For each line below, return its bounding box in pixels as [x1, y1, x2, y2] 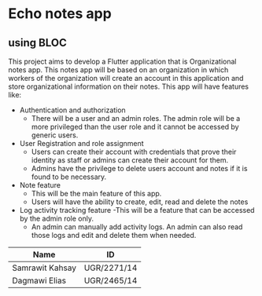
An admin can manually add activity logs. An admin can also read [31, 222, 243, 232]
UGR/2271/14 [83, 262, 138, 273]
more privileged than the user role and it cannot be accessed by [31, 122, 239, 131]
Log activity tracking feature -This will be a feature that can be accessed [19, 206, 255, 214]
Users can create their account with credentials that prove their [31, 147, 237, 156]
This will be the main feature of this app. [31, 189, 162, 198]
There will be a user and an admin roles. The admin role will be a [31, 114, 241, 122]
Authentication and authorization [19, 105, 126, 115]
